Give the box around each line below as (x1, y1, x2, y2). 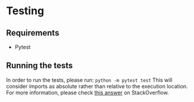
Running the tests (6, 60, 73, 71)
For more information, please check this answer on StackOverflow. (6, 89, 169, 96)
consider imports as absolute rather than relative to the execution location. (6, 82, 188, 90)
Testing (6, 4, 44, 18)
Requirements (6, 28, 59, 38)
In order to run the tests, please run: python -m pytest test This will (6, 76, 173, 84)
